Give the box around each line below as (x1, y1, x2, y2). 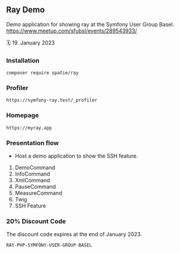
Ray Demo (6, 5, 45, 15)
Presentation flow (6, 138, 59, 147)
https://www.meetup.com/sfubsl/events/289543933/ (6, 27, 138, 34)
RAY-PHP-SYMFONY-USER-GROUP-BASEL (6, 242, 93, 248)
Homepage (6, 111, 39, 119)
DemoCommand (14, 164, 56, 171)
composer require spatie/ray (6, 70, 79, 76)
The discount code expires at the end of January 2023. (6, 231, 142, 238)
